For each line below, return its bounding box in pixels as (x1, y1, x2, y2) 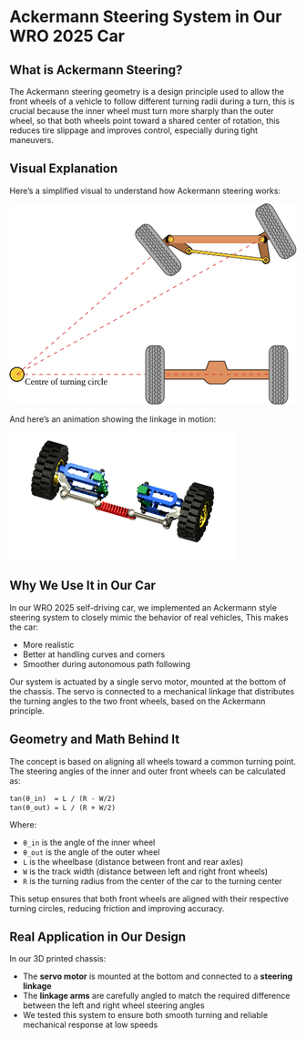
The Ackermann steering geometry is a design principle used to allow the (9, 87, 285, 97)
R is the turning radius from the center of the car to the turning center (22, 875, 282, 886)
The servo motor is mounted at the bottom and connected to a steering (22, 971, 293, 982)
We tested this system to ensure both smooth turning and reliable (22, 1010, 269, 1021)
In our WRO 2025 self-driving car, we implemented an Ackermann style (9, 602, 278, 612)
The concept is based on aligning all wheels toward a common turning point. (9, 756, 297, 766)
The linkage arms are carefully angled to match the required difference (22, 991, 291, 1002)
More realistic (22, 639, 75, 650)
